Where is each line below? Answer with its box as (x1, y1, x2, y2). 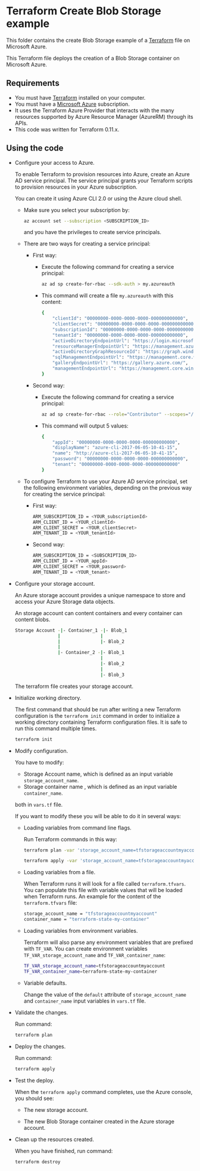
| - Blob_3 (100, 672, 125, 678)
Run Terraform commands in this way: (23, 835, 117, 843)
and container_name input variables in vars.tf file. (23, 997, 146, 1004)
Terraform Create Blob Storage (6, 4, 162, 18)
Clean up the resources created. (14, 1136, 94, 1143)
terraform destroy (14, 1158, 61, 1165)
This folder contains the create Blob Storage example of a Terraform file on (6, 36, 190, 44)
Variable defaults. (23, 979, 67, 986)
